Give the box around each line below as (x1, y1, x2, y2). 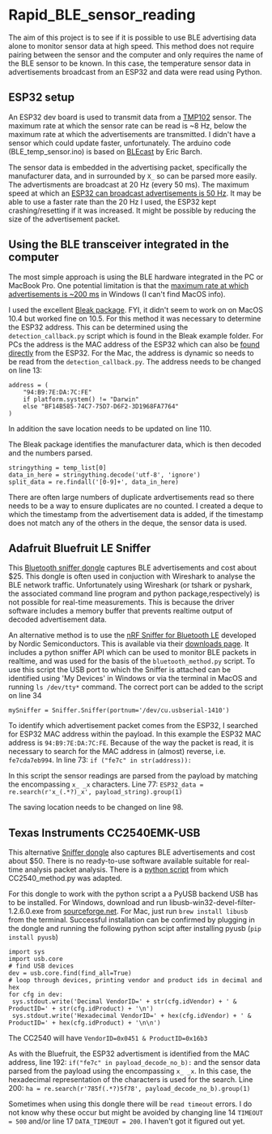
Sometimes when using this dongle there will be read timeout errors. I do (8, 1099, 253, 1109)
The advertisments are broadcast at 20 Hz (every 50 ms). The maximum (8, 179, 249, 189)
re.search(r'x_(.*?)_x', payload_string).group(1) (8, 788, 183, 796)
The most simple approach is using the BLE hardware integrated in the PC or (8, 272, 264, 282)
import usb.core (8, 955, 63, 964)
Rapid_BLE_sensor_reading (8, 6, 196, 24)
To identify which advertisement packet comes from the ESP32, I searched (8, 721, 258, 731)
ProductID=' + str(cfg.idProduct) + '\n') (8, 1005, 154, 1013)
